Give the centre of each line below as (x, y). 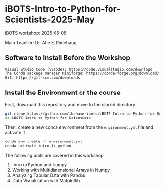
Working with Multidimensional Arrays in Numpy (61, 170)
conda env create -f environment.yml (44, 141)
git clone (15, 114)
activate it (15, 133)
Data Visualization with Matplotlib (46, 181)
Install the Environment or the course (63, 93)
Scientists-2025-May (50, 19)
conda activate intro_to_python (38, 146)
